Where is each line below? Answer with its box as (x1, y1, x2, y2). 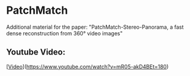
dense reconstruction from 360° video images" (6, 29, 123, 37)
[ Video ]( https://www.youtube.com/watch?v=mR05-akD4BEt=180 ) (6, 63, 169, 70)
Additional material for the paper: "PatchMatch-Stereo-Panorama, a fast (6, 23, 184, 31)
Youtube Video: (6, 47, 66, 57)
